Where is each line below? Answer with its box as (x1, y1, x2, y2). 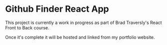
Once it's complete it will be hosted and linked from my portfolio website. (5, 34, 155, 40)
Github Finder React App (5, 3, 109, 15)
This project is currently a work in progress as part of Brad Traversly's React (5, 20, 162, 25)
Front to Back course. (5, 24, 50, 30)
